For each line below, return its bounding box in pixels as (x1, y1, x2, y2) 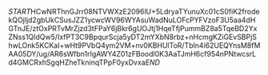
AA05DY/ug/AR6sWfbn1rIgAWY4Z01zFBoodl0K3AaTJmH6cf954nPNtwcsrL (8, 49, 257, 58)
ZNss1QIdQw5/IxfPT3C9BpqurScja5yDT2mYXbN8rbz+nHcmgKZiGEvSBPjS (8, 32, 258, 41)
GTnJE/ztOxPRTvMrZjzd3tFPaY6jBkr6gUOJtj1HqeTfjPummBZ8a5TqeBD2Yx (8, 24, 258, 33)
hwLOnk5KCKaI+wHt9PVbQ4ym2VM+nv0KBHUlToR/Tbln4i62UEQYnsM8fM (8, 41, 261, 50)
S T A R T (8, 7, 31, 16)
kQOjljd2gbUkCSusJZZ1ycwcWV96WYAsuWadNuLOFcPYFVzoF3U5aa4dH (8, 15, 256, 25)
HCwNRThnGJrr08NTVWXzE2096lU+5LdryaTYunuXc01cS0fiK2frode (30, 7, 260, 16)
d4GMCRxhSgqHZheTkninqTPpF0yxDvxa (8, 57, 146, 67)
